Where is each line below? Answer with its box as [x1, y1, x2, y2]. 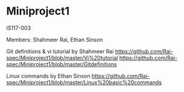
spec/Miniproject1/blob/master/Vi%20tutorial [6, 54, 118, 61]
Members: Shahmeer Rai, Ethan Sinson [6, 36, 103, 43]
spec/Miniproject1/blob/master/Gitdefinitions [6, 61, 117, 68]
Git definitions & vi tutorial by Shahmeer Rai [6, 47, 114, 55]
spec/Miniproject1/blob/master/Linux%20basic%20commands [6, 79, 162, 86]
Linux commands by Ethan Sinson [6, 72, 90, 79]
